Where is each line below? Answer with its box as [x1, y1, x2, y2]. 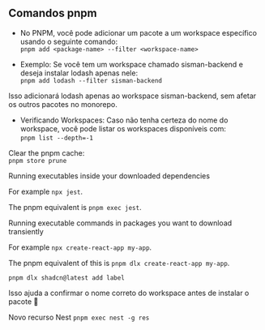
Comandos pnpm [8, 6, 97, 20]
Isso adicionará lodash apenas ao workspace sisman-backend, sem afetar [8, 91, 257, 101]
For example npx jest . [8, 186, 83, 196]
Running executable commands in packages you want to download [8, 218, 233, 228]
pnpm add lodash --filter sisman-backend [19, 76, 162, 84]
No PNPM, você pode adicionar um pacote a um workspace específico [19, 28, 258, 37]
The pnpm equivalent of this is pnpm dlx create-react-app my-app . [8, 258, 230, 268]
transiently [8, 226, 45, 236]
